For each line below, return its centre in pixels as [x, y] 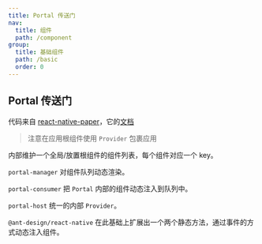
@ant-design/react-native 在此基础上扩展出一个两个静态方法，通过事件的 [127, 222]
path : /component [44, 38]
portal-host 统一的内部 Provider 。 [64, 205]
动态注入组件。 [39, 232]
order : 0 [30, 67]
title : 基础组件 [40, 52]
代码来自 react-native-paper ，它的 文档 [71, 121]
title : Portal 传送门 [42, 15]
